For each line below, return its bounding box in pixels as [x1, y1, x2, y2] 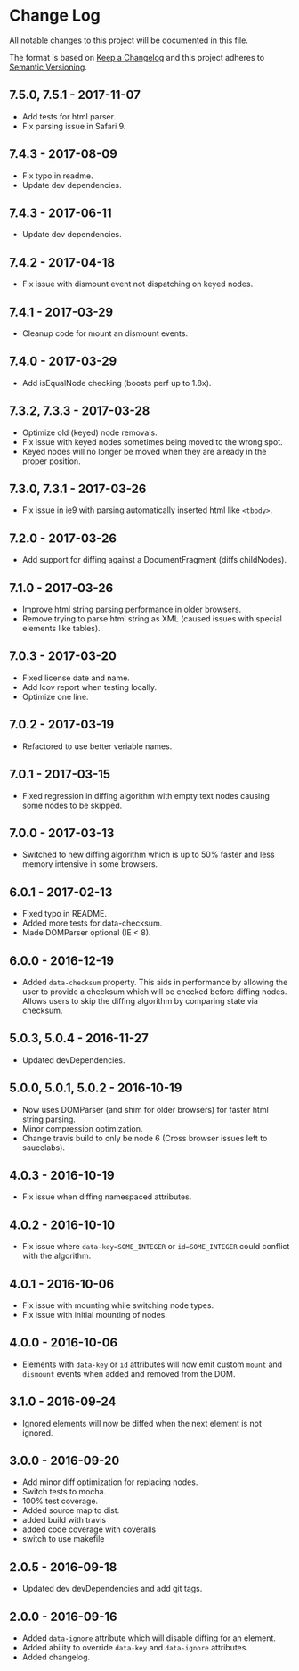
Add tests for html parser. [21, 111, 116, 121]
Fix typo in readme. [21, 170, 93, 181]
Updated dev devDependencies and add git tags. [21, 1584, 203, 1594]
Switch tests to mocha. [21, 1486, 107, 1497]
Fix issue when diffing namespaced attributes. [21, 1191, 192, 1202]
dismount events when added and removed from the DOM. [21, 1368, 236, 1379]
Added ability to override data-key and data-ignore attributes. [21, 1642, 249, 1653]
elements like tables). [21, 623, 101, 634]
